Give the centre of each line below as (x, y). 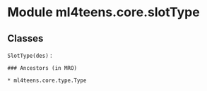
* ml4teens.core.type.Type (47, 80)
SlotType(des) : (30, 55)
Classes (25, 38)
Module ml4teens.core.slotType (103, 12)
